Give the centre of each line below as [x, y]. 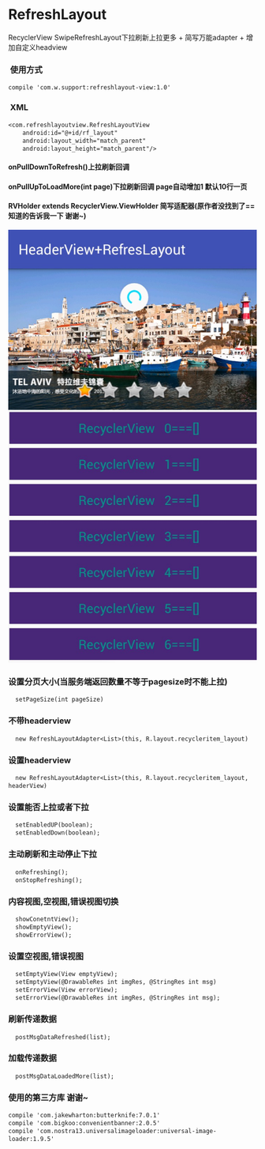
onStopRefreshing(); [49, 880]
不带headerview [39, 721]
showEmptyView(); [44, 927]
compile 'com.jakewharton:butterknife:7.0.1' [84, 1116]
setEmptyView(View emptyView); [67, 974]
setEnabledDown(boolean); [58, 833]
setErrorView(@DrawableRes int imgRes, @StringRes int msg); [118, 998]
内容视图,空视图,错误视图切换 [63, 901]
